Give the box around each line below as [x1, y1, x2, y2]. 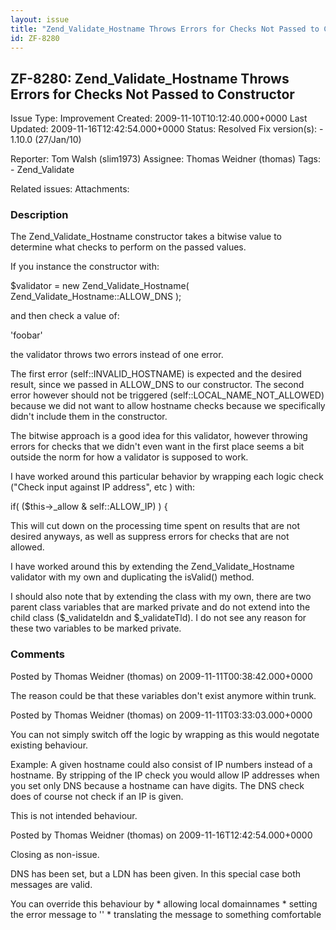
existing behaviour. [10, 739, 89, 751]
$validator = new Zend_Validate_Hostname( [10, 280, 190, 292]
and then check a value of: [10, 310, 120, 322]
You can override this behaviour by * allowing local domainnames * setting [10, 897, 318, 910]
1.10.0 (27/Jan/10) [10, 134, 82, 146]
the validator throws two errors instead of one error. [10, 349, 224, 361]
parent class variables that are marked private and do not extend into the [10, 601, 311, 613]
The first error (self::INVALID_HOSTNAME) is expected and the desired [10, 368, 302, 380]
